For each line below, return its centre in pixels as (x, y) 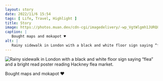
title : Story (18, 23)
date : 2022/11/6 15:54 (28, 14)
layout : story (19, 9)
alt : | (12, 41)
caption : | (16, 32)
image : (12, 27)
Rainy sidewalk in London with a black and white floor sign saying (82, 45)
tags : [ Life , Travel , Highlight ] (41, 18)
